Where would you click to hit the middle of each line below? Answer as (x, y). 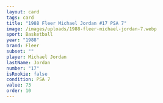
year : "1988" (23, 40)
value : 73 (19, 85)
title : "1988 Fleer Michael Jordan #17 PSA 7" (67, 23)
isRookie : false (27, 74)
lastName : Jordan (28, 62)
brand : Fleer (23, 46)
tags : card (20, 18)
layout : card (23, 12)
